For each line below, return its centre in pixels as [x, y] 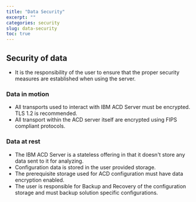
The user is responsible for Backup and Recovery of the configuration [100, 186]
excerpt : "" [21, 17]
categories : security [33, 23]
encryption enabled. [39, 180]
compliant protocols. [40, 126]
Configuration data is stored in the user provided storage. [85, 167]
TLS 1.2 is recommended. [46, 113]
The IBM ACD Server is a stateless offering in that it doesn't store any [100, 154]
